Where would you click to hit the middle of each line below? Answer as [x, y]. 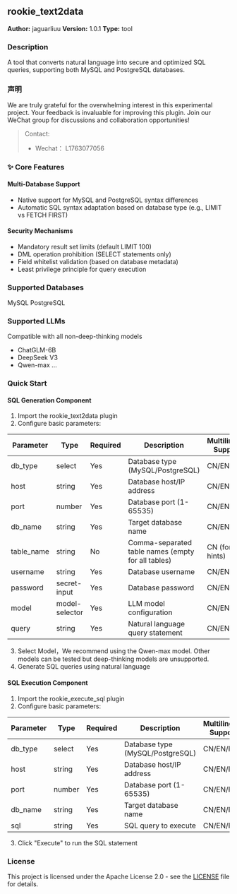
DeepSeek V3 [38, 358]
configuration [150, 612]
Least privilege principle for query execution [82, 269]
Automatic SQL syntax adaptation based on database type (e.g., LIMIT [120, 207]
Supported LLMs [36, 321]
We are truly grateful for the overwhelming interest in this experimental [110, 105]
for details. [23, 884]
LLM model [147, 604]
